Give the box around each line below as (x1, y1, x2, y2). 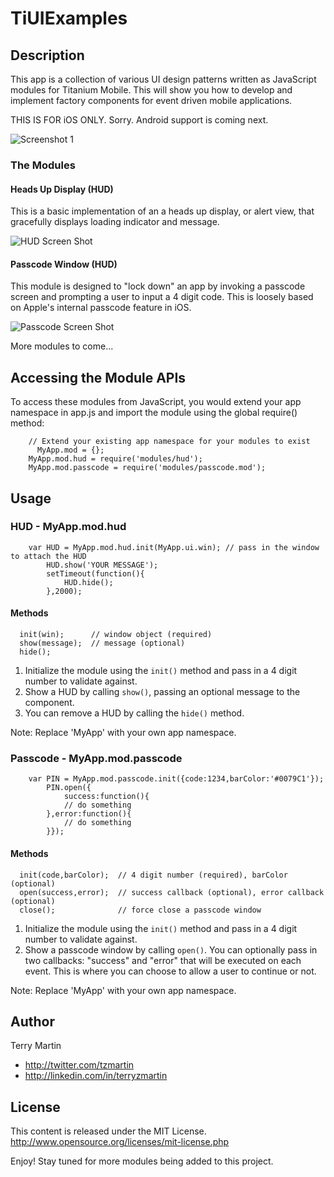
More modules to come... (10, 340, 114, 352)
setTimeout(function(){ (46, 568, 145, 579)
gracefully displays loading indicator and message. (10, 216, 220, 228)
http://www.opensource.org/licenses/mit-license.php (10, 1136, 230, 1148)
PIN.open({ (46, 783, 92, 793)
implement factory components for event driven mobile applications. (10, 95, 293, 106)
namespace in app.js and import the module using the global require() (10, 407, 298, 419)
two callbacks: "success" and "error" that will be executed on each (24, 954, 302, 966)
